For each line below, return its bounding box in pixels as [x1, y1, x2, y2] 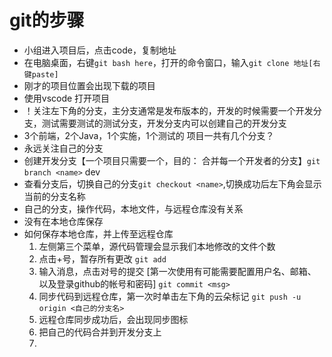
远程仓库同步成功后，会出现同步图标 [38, 313, 189, 325]
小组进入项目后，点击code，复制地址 [23, 44, 177, 56]
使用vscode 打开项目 [23, 92, 111, 104]
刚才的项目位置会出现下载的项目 [23, 79, 156, 91]
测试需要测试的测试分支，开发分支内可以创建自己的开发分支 [41, 117, 287, 129]
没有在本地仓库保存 [23, 215, 104, 227]
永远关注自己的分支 [23, 142, 104, 154]
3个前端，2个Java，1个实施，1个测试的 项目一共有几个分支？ [23, 129, 275, 141]
